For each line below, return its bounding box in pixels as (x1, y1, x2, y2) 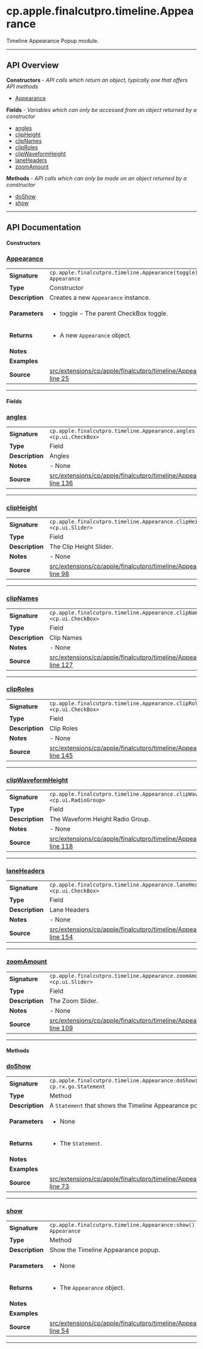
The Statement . (59, 1139, 103, 1147)
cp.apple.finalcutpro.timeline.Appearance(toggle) (49, 269, 198, 276)
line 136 (49, 479, 74, 487)
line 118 (49, 842, 74, 851)
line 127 (49, 660, 74, 669)
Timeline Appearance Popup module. (6, 37, 99, 44)
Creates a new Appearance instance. (49, 293, 151, 302)
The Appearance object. (59, 1283, 125, 1292)
